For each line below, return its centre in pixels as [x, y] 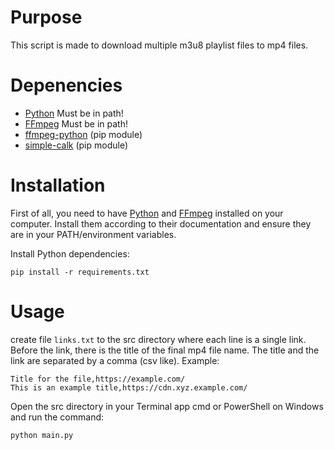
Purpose [46, 17]
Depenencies [66, 85]
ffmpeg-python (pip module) [83, 134]
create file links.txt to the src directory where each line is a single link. [158, 339]
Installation [58, 185]
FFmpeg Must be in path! [76, 123]
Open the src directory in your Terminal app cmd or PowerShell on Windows [167, 406]
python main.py [42, 435]
